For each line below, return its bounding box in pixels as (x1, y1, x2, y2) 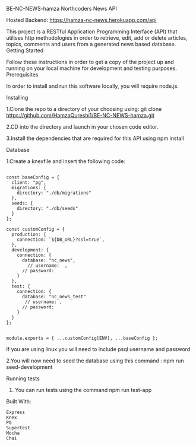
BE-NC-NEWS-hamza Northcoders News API (6, 5, 117, 12)
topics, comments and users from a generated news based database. (6, 41, 176, 47)
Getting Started (6, 47, 44, 54)
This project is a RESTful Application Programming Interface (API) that (6, 28, 178, 35)
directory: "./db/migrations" (17, 190, 92, 196)
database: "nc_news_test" (21, 294, 86, 300)
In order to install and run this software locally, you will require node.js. (6, 82, 179, 90)
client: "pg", (11, 180, 46, 186)
